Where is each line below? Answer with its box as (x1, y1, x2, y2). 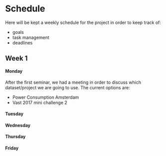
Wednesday (5, 122, 31, 128)
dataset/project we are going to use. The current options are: (5, 84, 130, 90)
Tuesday (5, 111, 24, 117)
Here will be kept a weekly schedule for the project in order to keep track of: (5, 19, 162, 25)
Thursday (5, 134, 26, 140)
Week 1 (5, 54, 28, 63)
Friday (5, 145, 19, 151)
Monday (5, 68, 23, 74)
